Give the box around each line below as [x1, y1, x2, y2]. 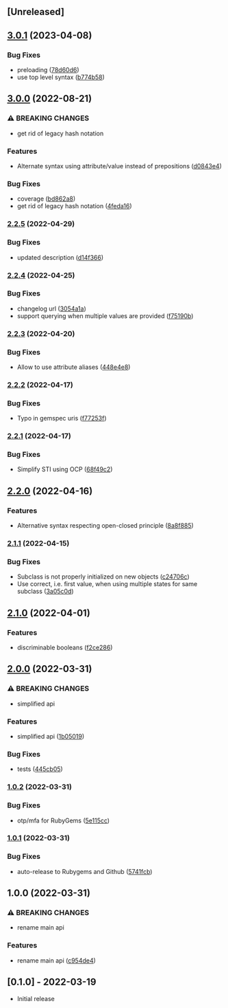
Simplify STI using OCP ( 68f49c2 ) [16, 465, 113, 473]
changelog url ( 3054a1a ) [16, 304, 87, 313]
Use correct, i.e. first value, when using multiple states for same [16, 580, 198, 588]
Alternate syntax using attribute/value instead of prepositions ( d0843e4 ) [16, 162, 223, 170]
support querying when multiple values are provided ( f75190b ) [16, 311, 194, 320]
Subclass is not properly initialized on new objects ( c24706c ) [16, 572, 190, 581]
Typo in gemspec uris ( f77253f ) [16, 414, 107, 423]
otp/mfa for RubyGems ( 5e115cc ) [16, 816, 110, 825]
